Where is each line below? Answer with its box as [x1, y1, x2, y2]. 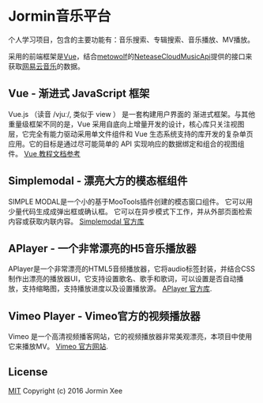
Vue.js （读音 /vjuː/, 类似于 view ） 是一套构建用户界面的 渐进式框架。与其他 [8, 109, 255, 119]
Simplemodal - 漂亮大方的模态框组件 [8, 175, 188, 188]
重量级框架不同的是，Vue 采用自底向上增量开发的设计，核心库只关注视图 [8, 119, 245, 129]
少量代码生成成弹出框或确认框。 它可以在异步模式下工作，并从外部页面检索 [8, 206, 253, 216]
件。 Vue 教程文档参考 [8, 149, 81, 158]
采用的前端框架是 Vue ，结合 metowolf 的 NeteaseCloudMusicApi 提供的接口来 [8, 51, 253, 61]
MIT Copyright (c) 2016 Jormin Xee [8, 386, 123, 395]
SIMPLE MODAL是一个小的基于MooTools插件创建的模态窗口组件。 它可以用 [8, 197, 253, 206]
